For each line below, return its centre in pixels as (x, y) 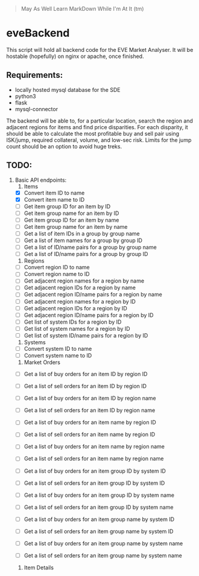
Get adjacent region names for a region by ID (80, 301)
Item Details (39, 568)
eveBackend (38, 33)
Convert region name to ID (57, 274)
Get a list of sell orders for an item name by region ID (90, 435)
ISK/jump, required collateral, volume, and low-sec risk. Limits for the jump (99, 140)
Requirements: (35, 75)
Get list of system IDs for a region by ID (73, 322)
